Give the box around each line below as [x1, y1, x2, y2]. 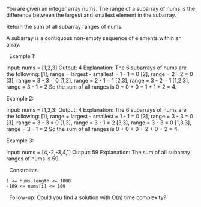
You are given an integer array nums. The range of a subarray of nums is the [6, 5, 196, 12]
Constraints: [8, 167, 40, 173]
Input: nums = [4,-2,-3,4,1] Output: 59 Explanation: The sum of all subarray [6, 149, 191, 156]
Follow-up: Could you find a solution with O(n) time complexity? [8, 194, 167, 201]
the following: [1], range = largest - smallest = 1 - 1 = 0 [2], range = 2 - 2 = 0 [6, 71, 193, 77]
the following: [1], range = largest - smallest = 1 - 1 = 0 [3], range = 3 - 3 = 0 [6, 113, 194, 120]
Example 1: [8, 53, 36, 59]
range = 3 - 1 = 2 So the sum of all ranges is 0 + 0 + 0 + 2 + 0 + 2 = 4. [6, 126, 179, 132]
